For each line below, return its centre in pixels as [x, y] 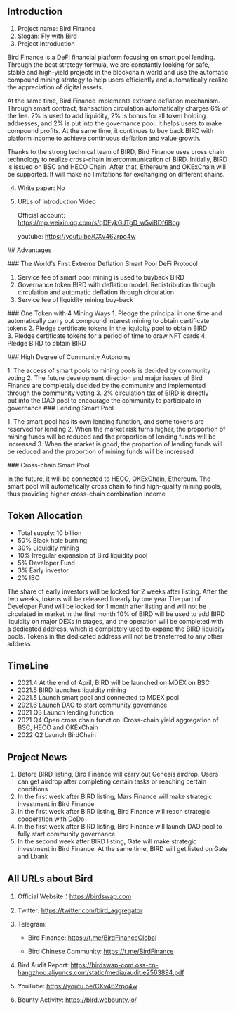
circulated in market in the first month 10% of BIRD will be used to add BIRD [116, 614]
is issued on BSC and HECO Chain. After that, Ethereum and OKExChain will [117, 167]
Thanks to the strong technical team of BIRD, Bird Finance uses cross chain [116, 151]
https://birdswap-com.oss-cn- [115, 965]
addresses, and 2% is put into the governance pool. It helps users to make [115, 123]
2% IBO [28, 577]
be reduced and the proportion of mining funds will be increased [101, 451]
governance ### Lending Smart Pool [61, 408]
